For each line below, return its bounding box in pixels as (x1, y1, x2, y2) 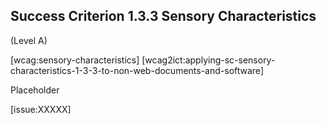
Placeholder (10, 84, 60, 96)
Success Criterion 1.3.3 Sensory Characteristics (10, 8, 317, 25)
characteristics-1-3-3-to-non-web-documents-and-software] (10, 64, 264, 76)
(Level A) (10, 34, 48, 46)
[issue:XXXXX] (10, 103, 72, 115)
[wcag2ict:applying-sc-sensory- (141, 54, 276, 66)
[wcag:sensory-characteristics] (10, 54, 140, 66)
